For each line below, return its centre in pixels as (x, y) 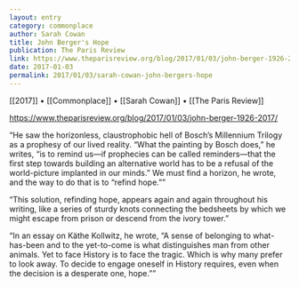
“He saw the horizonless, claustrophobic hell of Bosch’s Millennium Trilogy (146, 135)
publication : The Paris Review (67, 51)
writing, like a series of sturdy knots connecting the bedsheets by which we (148, 209)
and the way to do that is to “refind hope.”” (88, 182)
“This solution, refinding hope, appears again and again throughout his (139, 199)
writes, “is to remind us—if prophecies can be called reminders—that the (142, 154)
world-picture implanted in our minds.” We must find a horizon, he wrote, (143, 172)
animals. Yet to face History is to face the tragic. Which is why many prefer (146, 254)
